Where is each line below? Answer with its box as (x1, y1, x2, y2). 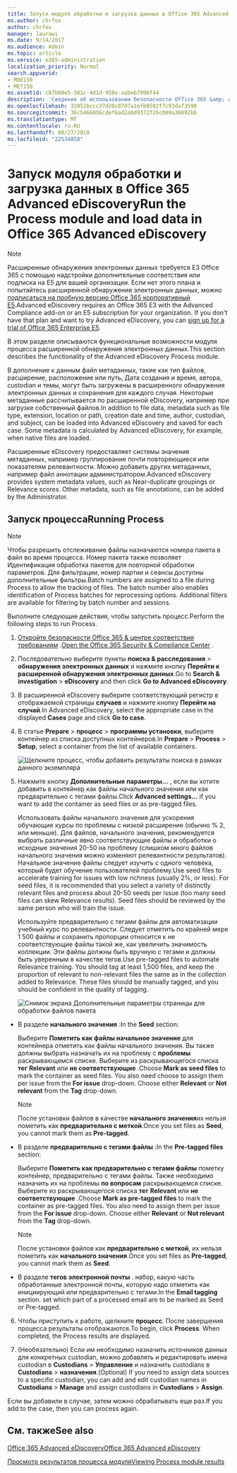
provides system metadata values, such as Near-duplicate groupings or (7, 477, 215, 486)
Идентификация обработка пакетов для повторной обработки (7, 561, 195, 569)
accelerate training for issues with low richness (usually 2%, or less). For (17, 874, 229, 882)
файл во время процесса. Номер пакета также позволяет (7, 553, 182, 562)
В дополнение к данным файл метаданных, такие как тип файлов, (7, 366, 206, 375)
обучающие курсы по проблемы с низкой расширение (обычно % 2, (17, 821, 226, 829)
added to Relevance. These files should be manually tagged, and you (17, 978, 219, 986)
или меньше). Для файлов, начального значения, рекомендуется (17, 829, 215, 836)
